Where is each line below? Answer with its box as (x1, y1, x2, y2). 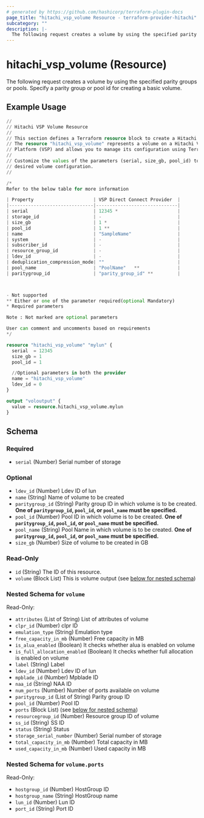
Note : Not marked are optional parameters (6, 314, 118, 320)
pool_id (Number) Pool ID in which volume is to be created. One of (15, 513, 182, 521)
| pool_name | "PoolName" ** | (6, 264, 181, 271)
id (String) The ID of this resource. (15, 568, 102, 576)
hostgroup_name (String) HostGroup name (15, 792, 118, 800)
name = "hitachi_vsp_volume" (12, 376, 86, 382)
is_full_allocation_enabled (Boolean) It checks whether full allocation (15, 648, 193, 655)
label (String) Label (15, 661, 65, 668)
